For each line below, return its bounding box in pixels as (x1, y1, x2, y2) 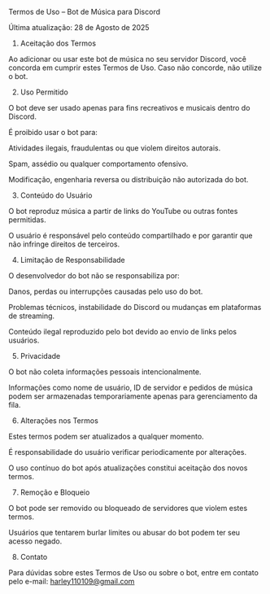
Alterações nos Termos (20, 416, 99, 426)
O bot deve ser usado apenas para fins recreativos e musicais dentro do (8, 103, 250, 112)
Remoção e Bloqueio (20, 487, 90, 497)
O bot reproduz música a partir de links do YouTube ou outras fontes (8, 207, 238, 216)
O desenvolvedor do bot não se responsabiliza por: (8, 271, 181, 280)
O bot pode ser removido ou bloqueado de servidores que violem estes (8, 504, 248, 513)
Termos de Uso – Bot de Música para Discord (8, 7, 161, 16)
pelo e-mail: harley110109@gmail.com (8, 577, 135, 586)
